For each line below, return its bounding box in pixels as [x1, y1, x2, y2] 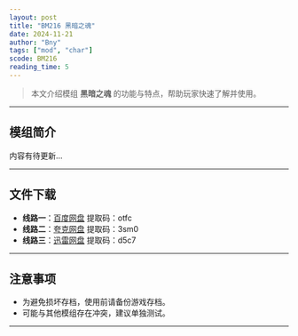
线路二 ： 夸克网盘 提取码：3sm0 [21, 223, 139, 234]
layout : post [9, 12, 58, 22]
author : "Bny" [9, 37, 62, 47]
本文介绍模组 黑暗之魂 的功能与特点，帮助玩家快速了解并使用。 [30, 88, 262, 99]
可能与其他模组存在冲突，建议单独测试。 [21, 308, 170, 318]
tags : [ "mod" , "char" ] [9, 46, 93, 55]
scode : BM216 [9, 54, 58, 63]
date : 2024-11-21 [9, 29, 74, 38]
